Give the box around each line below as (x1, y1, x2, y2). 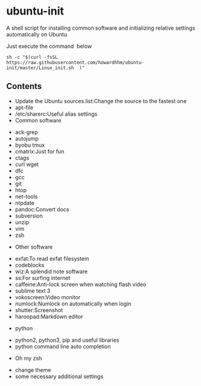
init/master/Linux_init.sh (6, 65, 74, 71)
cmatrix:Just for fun (14, 147, 65, 155)
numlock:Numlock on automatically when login (14, 300, 132, 307)
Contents (6, 81, 42, 92)
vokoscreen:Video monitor (14, 293, 81, 301)
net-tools (14, 193, 38, 200)
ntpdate (14, 199, 35, 207)
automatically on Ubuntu (6, 30, 68, 38)
